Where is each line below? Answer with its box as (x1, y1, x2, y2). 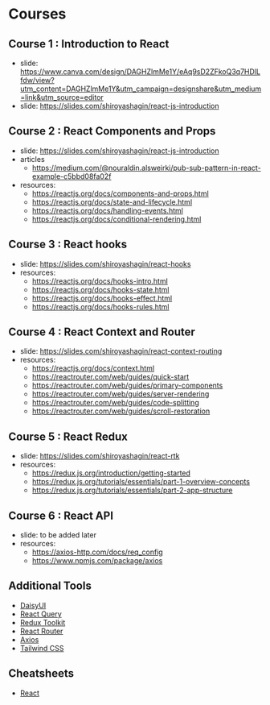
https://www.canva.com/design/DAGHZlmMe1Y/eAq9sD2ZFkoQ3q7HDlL (19, 67, 261, 77)
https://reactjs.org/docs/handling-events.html (31, 205, 183, 215)
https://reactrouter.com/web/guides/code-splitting (31, 398, 199, 408)
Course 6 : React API (8, 508, 114, 522)
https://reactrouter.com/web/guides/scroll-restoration (31, 406, 211, 416)
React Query (19, 609, 62, 619)
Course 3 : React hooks (8, 238, 128, 251)
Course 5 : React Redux (8, 429, 129, 443)
